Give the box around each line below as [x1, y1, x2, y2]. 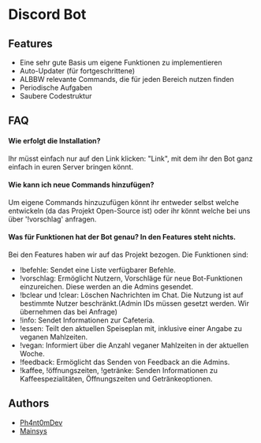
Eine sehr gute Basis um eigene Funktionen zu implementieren [19, 58, 222, 67]
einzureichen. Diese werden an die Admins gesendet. [19, 282, 193, 291]
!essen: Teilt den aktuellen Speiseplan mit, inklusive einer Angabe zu [19, 324, 243, 333]
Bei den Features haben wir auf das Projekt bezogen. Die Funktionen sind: [8, 250, 248, 259]
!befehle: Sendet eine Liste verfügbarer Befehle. [19, 266, 176, 274]
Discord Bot [8, 6, 87, 24]
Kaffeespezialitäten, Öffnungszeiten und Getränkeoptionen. [19, 374, 213, 383]
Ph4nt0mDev [19, 418, 63, 427]
